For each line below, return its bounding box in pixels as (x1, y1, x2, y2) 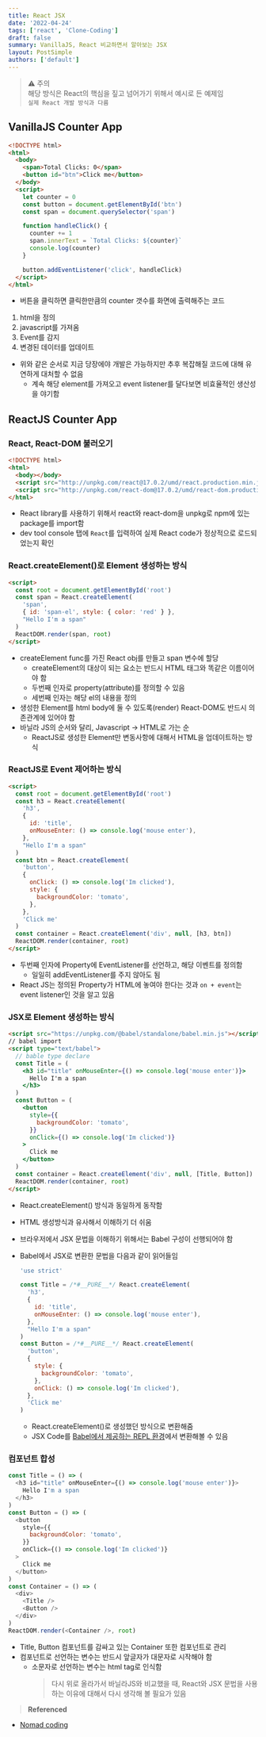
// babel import (8, 1037, 62, 1045)
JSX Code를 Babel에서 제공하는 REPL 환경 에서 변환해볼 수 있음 (31, 1432, 229, 1441)
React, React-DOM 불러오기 (8, 438, 113, 449)
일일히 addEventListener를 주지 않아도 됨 (31, 969, 161, 980)
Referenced (27, 1704, 67, 1714)
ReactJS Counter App (8, 412, 117, 426)
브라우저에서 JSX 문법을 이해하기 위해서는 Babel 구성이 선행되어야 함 (19, 1234, 234, 1244)
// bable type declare (15, 1052, 90, 1060)
